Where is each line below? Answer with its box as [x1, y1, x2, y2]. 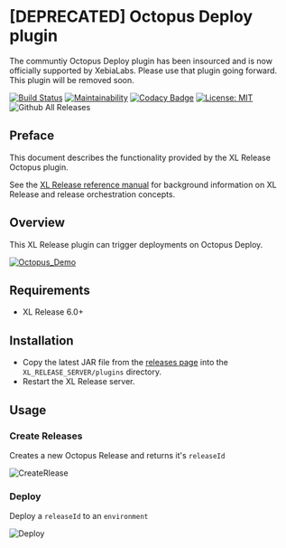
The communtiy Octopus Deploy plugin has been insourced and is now [9, 55, 273, 66]
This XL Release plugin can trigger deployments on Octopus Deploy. [9, 239, 263, 250]
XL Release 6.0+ [22, 307, 84, 317]
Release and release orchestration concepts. [9, 188, 176, 200]
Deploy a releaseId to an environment [9, 511, 149, 522]
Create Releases [9, 430, 83, 442]
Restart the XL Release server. [22, 376, 135, 387]
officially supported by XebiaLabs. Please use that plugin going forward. [9, 65, 278, 76]
